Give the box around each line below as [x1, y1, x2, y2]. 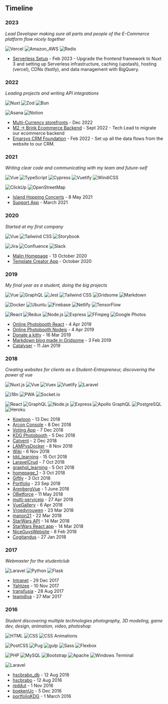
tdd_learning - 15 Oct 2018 [12, 454, 68, 460]
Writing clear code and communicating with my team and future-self [5, 165, 148, 171]
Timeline [5, 4, 34, 13]
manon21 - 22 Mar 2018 [12, 513, 62, 519]
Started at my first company [5, 224, 64, 230]
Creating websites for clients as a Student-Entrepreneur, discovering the [5, 367, 155, 373]
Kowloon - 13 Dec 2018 [12, 416, 61, 423]
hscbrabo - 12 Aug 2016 [12, 677, 62, 683]
